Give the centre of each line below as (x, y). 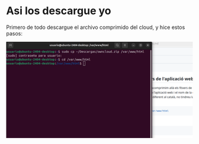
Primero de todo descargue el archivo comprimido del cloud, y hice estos (96, 27)
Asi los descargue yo (59, 11)
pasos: (14, 33)
